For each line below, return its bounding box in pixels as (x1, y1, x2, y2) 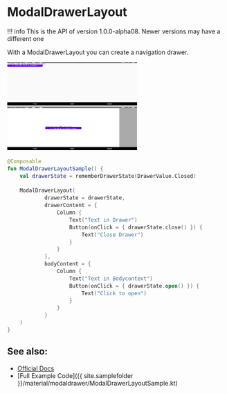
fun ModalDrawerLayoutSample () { (7, 165, 104, 172)
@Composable (7, 158, 42, 165)
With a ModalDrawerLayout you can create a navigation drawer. (7, 48, 189, 56)
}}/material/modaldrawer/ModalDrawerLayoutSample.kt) (17, 379, 179, 387)
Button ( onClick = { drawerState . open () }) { (69, 282, 199, 289)
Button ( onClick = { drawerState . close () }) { (69, 224, 203, 231)
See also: (7, 345, 48, 358)
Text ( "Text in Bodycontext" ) (69, 275, 154, 282)
